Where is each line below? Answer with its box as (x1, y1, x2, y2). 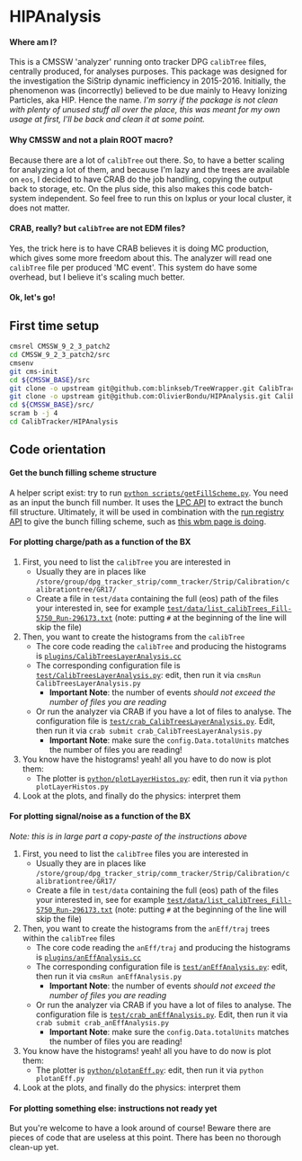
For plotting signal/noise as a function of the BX (9, 811, 191, 822)
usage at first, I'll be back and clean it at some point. (9, 114, 205, 125)
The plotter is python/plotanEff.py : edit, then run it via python (35, 1064, 264, 1076)
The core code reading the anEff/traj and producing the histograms (35, 942, 290, 952)
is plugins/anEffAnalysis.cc (35, 951, 142, 962)
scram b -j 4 (9, 409, 58, 418)
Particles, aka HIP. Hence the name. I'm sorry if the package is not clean (9, 94, 279, 105)
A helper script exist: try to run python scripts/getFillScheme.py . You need (9, 487, 289, 498)
